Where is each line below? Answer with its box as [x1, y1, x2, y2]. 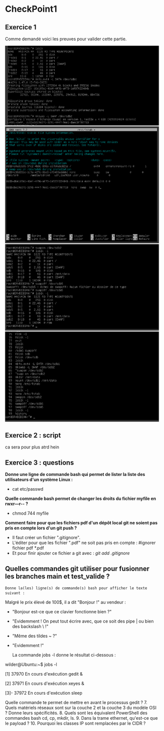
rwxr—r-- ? [5, 501, 28, 507]
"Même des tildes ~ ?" [12, 633, 57, 639]
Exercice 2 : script [5, 431, 61, 440]
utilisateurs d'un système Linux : [5, 477, 73, 483]
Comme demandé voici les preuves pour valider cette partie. [5, 36, 127, 42]
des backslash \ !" [12, 624, 49, 629]
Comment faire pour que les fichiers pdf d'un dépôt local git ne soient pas [5, 520, 158, 526]
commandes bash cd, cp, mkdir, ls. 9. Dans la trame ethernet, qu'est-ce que [5, 715, 158, 721]
